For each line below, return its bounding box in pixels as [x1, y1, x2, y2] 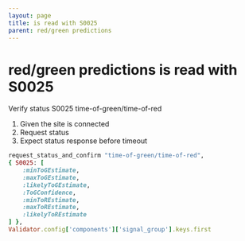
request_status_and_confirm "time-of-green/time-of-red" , [8, 152, 204, 160]
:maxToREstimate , [22, 204, 80, 212]
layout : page [8, 11, 52, 20]
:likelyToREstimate [22, 211, 87, 219]
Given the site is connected [19, 119, 110, 129]
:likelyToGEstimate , [22, 181, 91, 189]
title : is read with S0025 [8, 19, 98, 27]
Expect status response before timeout [19, 136, 148, 146]
